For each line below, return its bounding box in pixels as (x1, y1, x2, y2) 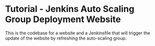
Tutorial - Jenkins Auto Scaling (5, 3, 135, 15)
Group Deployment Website (5, 14, 121, 25)
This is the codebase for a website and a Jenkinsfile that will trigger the (5, 30, 151, 36)
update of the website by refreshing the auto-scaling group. (5, 35, 127, 41)
